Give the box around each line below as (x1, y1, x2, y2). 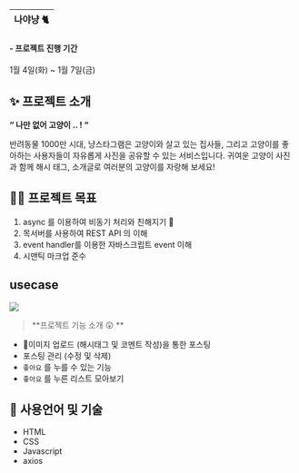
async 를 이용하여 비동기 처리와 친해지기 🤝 (22, 216, 174, 227)
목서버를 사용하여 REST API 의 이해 (22, 227, 148, 239)
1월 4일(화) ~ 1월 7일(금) (9, 64, 96, 75)
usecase (9, 277, 59, 293)
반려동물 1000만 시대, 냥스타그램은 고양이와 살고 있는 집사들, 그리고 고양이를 (9, 139, 280, 150)
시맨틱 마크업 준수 (22, 250, 86, 261)
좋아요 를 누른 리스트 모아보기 (22, 372, 125, 384)
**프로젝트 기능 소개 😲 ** (31, 320, 125, 330)
